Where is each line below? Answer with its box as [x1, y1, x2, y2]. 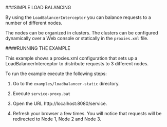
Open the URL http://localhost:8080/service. [12, 100, 107, 106]
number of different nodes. [5, 20, 63, 26]
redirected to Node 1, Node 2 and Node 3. [12, 116, 102, 122]
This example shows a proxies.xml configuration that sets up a [5, 55, 138, 61]
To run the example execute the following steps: [5, 70, 107, 77]
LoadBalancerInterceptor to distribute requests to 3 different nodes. [5, 61, 149, 66]
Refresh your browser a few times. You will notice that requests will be [12, 111, 162, 116]
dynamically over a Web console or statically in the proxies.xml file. [5, 35, 149, 41]
